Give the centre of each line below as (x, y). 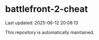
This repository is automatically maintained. (50, 32)
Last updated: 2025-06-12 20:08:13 (42, 23)
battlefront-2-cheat (47, 9)
